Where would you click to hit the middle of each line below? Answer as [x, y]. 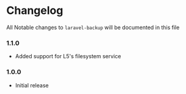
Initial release [32, 85]
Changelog [35, 11]
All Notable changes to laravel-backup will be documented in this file [93, 27]
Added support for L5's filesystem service [68, 56]
